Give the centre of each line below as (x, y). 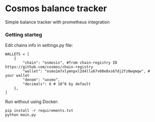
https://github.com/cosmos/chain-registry (49, 67)
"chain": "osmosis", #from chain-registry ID (70, 63)
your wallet (17, 76)
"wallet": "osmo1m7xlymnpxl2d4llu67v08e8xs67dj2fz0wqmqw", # (87, 71)
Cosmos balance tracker (56, 9)
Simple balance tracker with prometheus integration (57, 22)
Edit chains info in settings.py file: (39, 45)
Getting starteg (24, 35)
